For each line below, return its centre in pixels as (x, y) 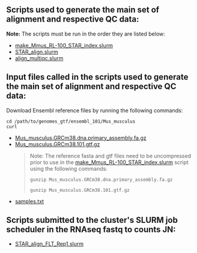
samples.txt (29, 201)
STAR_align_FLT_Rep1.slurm (49, 244)
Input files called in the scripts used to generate (97, 77)
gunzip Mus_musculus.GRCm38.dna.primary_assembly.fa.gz (101, 180)
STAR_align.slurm (36, 52)
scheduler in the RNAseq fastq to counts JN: (91, 230)
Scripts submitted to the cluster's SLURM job (92, 220)
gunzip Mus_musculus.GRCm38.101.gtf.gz (80, 190)
